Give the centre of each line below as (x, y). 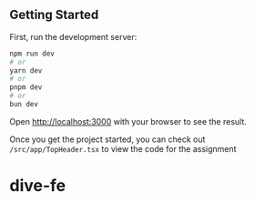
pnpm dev (26, 87)
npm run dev (32, 54)
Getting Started (54, 15)
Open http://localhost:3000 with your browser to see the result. (128, 121)
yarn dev (26, 70)
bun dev (24, 105)
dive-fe (38, 186)
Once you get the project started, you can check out (107, 139)
